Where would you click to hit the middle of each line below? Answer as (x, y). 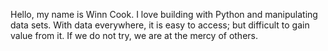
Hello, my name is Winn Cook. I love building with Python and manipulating (164, 14)
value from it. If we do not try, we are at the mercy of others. (134, 35)
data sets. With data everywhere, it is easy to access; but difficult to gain (160, 25)
